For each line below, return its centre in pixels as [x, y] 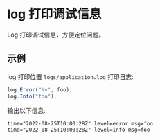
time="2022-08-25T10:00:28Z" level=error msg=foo [80, 123]
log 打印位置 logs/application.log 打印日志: [70, 76]
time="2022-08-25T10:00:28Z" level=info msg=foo [79, 130]
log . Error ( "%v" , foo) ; [40, 90]
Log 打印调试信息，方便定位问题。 [56, 35]
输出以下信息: [27, 110]
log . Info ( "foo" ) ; [32, 96]
